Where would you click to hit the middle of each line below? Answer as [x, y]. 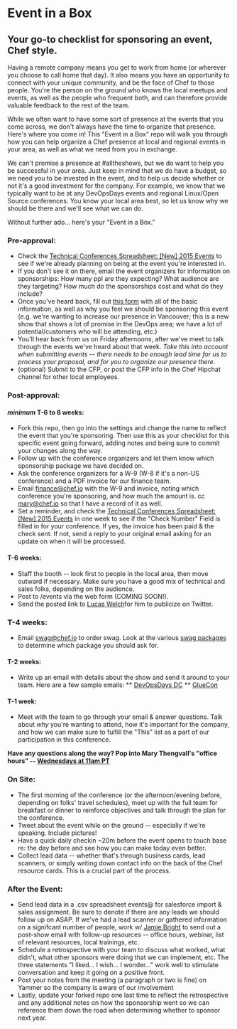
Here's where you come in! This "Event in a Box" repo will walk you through [118, 134]
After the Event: [35, 889]
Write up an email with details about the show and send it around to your [123, 678]
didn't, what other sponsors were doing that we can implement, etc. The [123, 957]
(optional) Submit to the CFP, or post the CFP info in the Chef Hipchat [119, 369]
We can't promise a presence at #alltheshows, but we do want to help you [116, 163]
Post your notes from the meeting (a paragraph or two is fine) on [112, 980]
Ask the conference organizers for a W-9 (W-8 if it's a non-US [109, 474]
